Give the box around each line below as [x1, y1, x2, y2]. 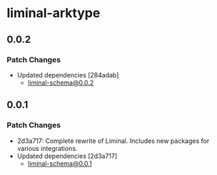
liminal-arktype [6, 5, 101, 21]
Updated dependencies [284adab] [16, 70, 119, 79]
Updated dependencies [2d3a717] [16, 152, 118, 160]
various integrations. [16, 144, 78, 152]
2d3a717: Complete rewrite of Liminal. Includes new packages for [16, 137, 210, 145]
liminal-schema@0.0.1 [27, 159, 92, 168]
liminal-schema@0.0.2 [27, 78, 94, 87]
